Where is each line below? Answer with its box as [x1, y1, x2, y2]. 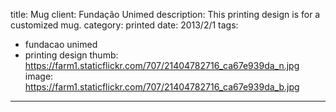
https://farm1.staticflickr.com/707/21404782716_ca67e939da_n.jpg [24, 60, 300, 71]
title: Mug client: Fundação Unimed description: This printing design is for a [10, 9, 321, 20]
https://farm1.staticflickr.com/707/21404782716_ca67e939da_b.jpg [24, 81, 300, 93]
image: [24, 70, 54, 82]
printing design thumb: [24, 49, 119, 61]
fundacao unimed [24, 39, 98, 50]
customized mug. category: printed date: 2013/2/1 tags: [10, 19, 239, 31]
